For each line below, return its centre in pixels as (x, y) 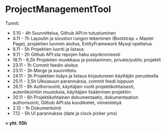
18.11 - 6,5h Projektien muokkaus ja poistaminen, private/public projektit (87, 59)
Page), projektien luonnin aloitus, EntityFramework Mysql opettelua (82, 43)
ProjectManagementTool (58, 9)
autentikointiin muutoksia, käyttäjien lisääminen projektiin (72, 92)
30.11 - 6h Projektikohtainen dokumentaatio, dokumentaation (75, 97)
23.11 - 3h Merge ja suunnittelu (44, 70)
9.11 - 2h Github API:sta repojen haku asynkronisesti (66, 54)
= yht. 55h (16, 123)
